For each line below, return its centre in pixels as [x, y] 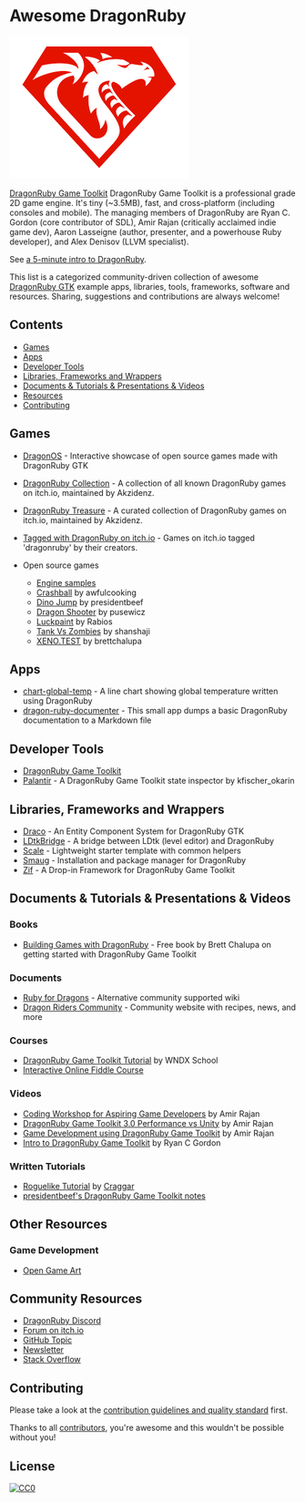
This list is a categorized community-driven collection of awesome [134, 277]
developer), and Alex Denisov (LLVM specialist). [99, 242]
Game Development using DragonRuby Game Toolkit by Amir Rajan [148, 1133]
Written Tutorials [48, 1166]
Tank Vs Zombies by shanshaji [93, 631]
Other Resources [58, 1224]
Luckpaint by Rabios [74, 622]
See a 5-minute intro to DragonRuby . [78, 259]
